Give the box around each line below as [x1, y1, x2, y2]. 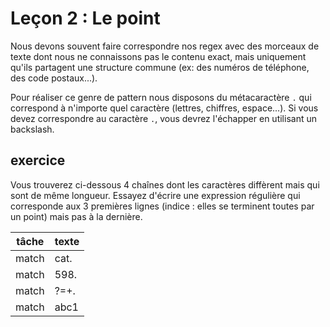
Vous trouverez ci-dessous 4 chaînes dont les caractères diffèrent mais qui [10, 178, 320, 191]
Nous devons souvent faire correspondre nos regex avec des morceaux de [10, 40, 320, 52]
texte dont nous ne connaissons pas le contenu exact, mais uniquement [10, 50, 307, 62]
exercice [10, 152, 66, 169]
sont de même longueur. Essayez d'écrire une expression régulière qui [10, 189, 301, 201]
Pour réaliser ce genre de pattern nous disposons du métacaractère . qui [10, 91, 312, 103]
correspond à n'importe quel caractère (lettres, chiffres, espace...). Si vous [10, 102, 319, 114]
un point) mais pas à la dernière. [10, 210, 143, 222]
